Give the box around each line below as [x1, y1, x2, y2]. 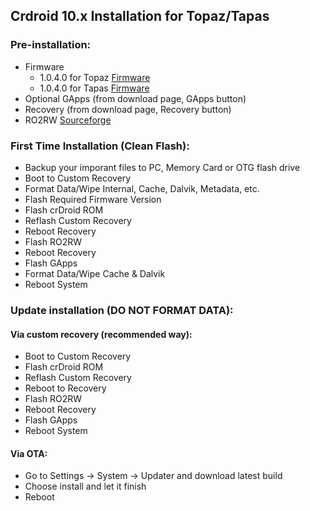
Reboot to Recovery [24, 382, 107, 394]
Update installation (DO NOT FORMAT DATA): [10, 303, 234, 317]
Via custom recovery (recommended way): [10, 328, 193, 340]
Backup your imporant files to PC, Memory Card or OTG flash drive [24, 161, 301, 173]
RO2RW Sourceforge [24, 114, 112, 126]
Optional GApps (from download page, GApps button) [24, 92, 247, 104]
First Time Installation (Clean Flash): [10, 139, 190, 153]
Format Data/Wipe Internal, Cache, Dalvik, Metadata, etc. [24, 182, 260, 194]
